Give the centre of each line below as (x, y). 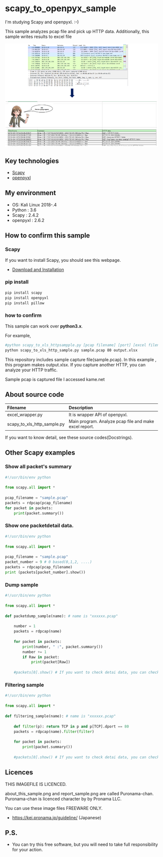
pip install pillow (25, 303)
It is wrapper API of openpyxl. (98, 415)
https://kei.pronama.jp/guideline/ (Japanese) (57, 818)
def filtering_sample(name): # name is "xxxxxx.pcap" (61, 716)
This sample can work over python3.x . (44, 326)
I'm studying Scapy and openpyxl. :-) (42, 22)
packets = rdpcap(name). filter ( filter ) (54, 731)
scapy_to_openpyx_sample (61, 9)
